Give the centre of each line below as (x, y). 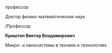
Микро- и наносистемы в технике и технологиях (56, 45)
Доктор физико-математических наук (45, 16)
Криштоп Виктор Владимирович (40, 36)
